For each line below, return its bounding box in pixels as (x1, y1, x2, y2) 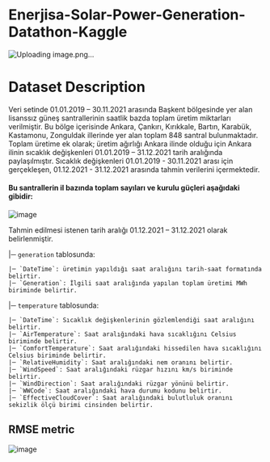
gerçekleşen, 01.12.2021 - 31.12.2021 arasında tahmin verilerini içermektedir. (8, 164, 260, 174)
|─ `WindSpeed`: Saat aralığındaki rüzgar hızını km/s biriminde (8, 366, 233, 374)
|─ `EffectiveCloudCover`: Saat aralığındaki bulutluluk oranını (8, 394, 233, 402)
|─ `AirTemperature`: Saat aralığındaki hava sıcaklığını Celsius (8, 330, 237, 338)
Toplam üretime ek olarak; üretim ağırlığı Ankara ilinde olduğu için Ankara (8, 139, 252, 149)
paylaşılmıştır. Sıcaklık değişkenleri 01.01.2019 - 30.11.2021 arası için (8, 156, 234, 166)
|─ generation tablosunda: (8, 250, 95, 259)
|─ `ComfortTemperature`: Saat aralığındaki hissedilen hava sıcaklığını (8, 345, 263, 353)
